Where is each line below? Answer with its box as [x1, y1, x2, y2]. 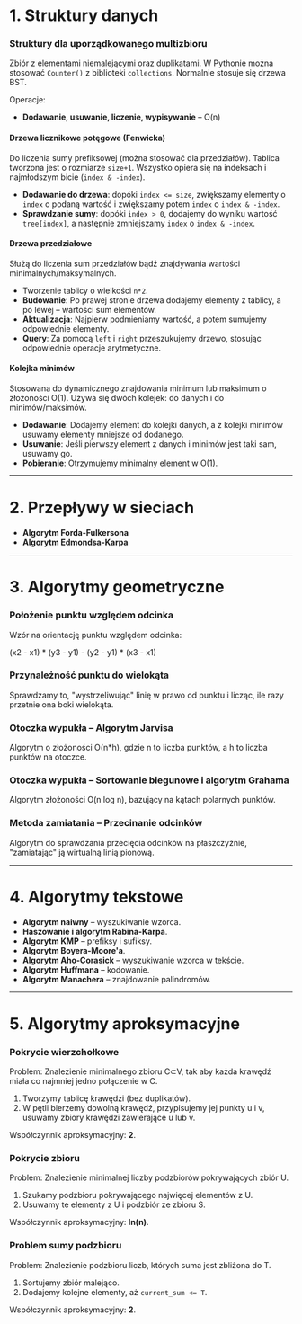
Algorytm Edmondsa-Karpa [22, 537, 129, 548]
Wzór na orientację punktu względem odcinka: [9, 629, 182, 640]
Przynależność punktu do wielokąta [9, 669, 169, 681]
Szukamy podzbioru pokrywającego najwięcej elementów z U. [22, 1190, 253, 1201]
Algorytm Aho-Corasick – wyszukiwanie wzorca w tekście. [22, 955, 244, 965]
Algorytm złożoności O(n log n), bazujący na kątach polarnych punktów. [9, 795, 276, 805]
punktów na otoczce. [9, 751, 87, 762]
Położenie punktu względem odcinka [9, 609, 173, 621]
